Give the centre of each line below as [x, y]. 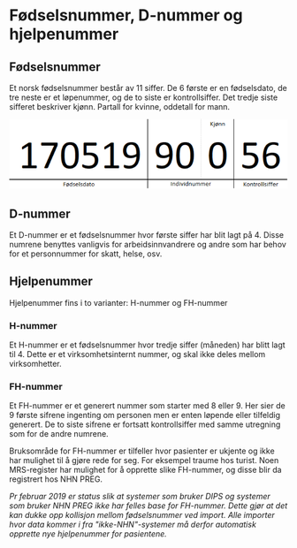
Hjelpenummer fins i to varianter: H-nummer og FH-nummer [118, 302]
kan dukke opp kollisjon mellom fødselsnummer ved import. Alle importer [142, 515]
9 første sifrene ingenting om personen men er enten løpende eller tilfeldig [145, 415]
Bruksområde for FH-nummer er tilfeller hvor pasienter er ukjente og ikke [142, 451]
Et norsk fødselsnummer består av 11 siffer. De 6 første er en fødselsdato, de [148, 88]
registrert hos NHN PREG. [56, 479]
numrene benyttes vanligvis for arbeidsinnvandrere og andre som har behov [148, 244]
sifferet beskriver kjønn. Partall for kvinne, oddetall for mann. [120, 107]
